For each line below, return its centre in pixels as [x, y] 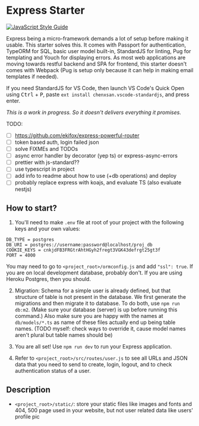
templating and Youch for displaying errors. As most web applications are [96, 57]
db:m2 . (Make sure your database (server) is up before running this [96, 310]
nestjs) [23, 189]
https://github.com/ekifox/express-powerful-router [77, 135]
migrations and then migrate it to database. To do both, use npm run [97, 303]
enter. [13, 101]
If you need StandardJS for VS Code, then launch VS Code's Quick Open [95, 88]
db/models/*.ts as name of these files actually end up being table [95, 322]
